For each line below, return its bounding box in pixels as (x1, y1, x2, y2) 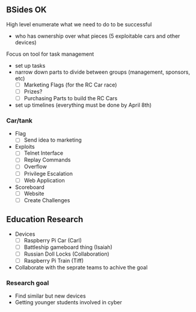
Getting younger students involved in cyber (14, 299, 122, 306)
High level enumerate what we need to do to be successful (6, 20, 152, 28)
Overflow (23, 163, 47, 170)
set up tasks (14, 62, 46, 69)
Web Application (23, 176, 65, 184)
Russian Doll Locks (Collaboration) (23, 250, 109, 257)
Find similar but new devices (14, 292, 86, 299)
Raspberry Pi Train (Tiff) (23, 257, 84, 264)
